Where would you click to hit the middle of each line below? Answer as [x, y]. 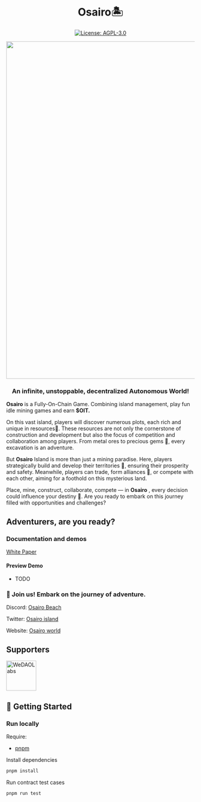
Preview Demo [25, 566]
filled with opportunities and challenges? [56, 503]
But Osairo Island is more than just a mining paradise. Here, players [89, 459]
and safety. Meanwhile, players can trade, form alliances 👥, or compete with [100, 472]
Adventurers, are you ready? [61, 522]
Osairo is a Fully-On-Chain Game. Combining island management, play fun [98, 404]
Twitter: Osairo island [32, 619]
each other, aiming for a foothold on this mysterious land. [77, 479]
